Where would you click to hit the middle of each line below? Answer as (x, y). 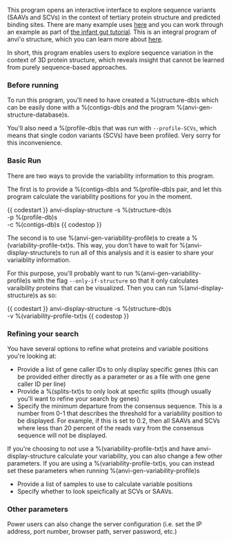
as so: (48, 295)
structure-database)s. (38, 115)
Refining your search (43, 334)
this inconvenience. (35, 143)
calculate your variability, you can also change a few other (140, 456)
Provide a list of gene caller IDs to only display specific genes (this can (118, 369)
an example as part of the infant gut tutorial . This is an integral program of (112, 32)
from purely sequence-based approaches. (67, 67)
